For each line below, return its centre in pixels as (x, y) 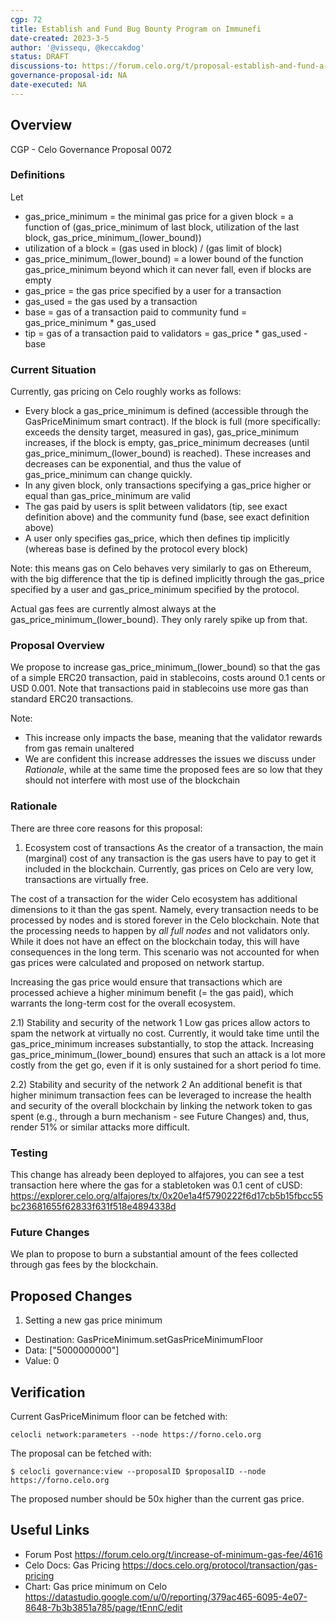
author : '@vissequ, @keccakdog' (77, 47)
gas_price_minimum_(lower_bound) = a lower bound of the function (164, 258)
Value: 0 (42, 1361)
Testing (29, 1153)
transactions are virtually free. (86, 879)
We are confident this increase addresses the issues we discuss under (170, 759)
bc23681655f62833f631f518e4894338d (93, 1207)
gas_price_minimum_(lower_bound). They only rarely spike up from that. (159, 620)
